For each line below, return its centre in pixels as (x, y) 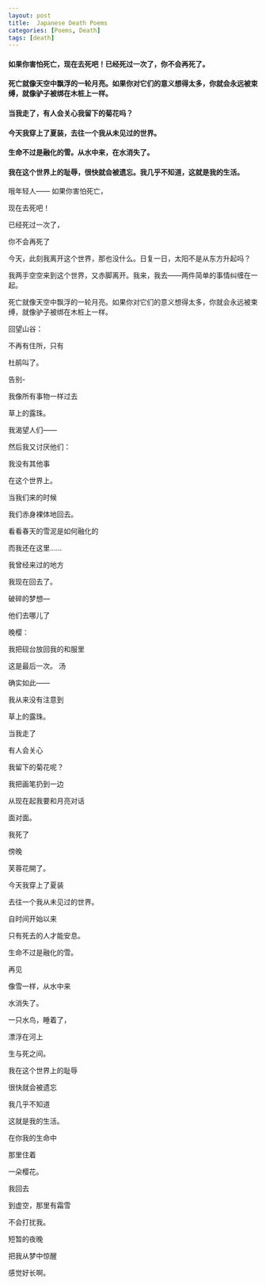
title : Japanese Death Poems (58, 23)
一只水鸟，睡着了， (40, 1020)
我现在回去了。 (32, 582)
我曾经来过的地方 (36, 565)
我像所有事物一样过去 (43, 397)
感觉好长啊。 (29, 1273)
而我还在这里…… (35, 548)
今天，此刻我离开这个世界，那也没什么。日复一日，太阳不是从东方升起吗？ (129, 259)
